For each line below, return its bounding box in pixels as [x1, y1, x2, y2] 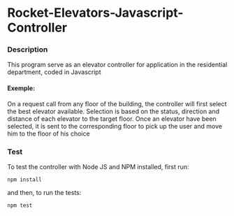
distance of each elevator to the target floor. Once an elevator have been [7, 114, 217, 123]
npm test [7, 201, 33, 209]
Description [7, 45, 48, 55]
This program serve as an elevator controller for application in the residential [7, 61, 228, 69]
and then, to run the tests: [7, 188, 82, 196]
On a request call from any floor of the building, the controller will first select [7, 99, 227, 108]
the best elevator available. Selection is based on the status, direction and [7, 107, 220, 115]
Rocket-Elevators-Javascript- [7, 5, 184, 21]
